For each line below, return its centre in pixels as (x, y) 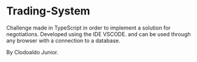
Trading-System (48, 11)
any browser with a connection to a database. (63, 40)
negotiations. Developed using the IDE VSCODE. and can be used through (98, 34)
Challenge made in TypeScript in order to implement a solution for (88, 28)
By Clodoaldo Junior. (32, 52)
